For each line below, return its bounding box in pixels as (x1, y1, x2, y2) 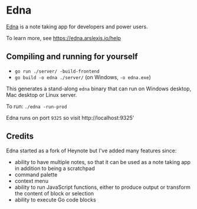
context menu (14, 177, 49, 184)
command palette (14, 171, 58, 178)
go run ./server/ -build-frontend (14, 68, 100, 74)
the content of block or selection (14, 190, 94, 197)
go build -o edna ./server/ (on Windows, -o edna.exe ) (14, 73, 152, 80)
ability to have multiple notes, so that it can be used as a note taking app (14, 158, 191, 165)
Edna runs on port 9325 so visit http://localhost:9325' (6, 114, 134, 121)
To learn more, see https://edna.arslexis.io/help (6, 34, 121, 41)
